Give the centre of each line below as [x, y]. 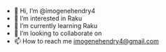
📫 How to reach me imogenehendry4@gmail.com [86, 41]
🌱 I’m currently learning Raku [56, 26]
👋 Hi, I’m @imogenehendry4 [55, 11]
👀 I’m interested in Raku [48, 18]
